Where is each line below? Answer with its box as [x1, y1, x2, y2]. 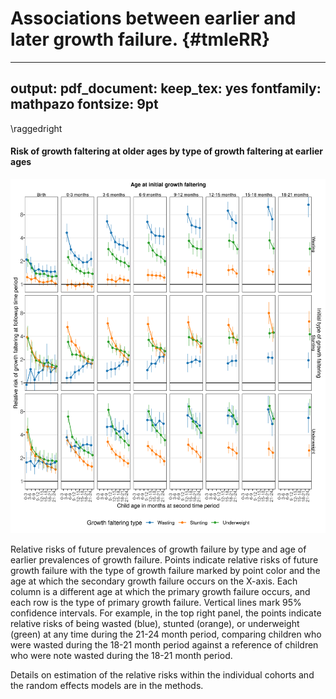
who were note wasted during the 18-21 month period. [10, 650, 233, 662]
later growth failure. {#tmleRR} [10, 28, 271, 51]
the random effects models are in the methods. [10, 680, 204, 692]
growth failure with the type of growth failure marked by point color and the [10, 565, 321, 577]
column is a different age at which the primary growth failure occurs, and [10, 586, 311, 598]
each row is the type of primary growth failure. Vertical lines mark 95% [10, 597, 302, 609]
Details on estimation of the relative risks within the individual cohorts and [10, 669, 315, 681]
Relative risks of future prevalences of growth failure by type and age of [10, 543, 307, 556]
